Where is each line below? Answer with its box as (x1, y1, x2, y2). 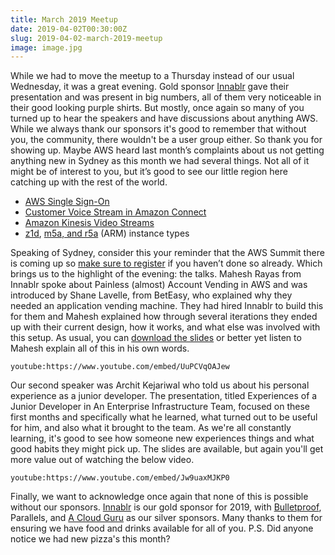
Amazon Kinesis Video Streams (24, 217, 155, 229)
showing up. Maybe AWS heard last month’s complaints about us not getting (10, 144, 325, 156)
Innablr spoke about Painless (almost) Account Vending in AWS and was (10, 279, 308, 291)
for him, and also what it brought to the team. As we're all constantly (10, 422, 292, 434)
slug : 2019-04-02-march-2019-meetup (10, 33, 163, 43)
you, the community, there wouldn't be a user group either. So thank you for (10, 134, 323, 146)
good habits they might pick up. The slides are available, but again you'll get (10, 443, 324, 455)
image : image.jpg (10, 42, 83, 53)
